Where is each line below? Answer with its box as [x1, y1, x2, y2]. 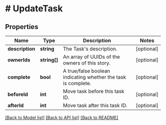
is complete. [63, 80, 91, 87]
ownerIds [7, 57, 31, 63]
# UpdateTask [5, 3, 63, 14]
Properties [5, 23, 39, 31]
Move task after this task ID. [63, 102, 127, 109]
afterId [7, 102, 24, 109]
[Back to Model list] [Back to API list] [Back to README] [5, 115, 119, 121]
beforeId [7, 91, 28, 97]
